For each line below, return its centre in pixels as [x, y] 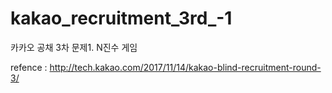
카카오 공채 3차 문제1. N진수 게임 [74, 47]
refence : [29, 67]
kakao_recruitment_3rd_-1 [121, 18]
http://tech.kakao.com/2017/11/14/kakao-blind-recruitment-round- [185, 67]
